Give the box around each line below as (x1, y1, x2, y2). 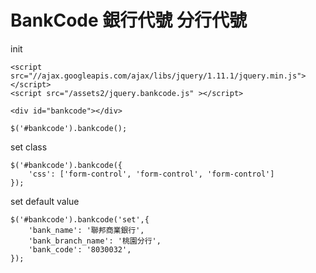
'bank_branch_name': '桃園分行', (28, 236, 162, 246)
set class (10, 141, 48, 153)
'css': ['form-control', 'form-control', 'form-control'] (28, 169, 275, 179)
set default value (10, 195, 80, 207)
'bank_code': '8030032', (28, 244, 132, 255)
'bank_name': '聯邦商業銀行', (28, 225, 145, 235)
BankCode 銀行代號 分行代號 (10, 9, 247, 32)
